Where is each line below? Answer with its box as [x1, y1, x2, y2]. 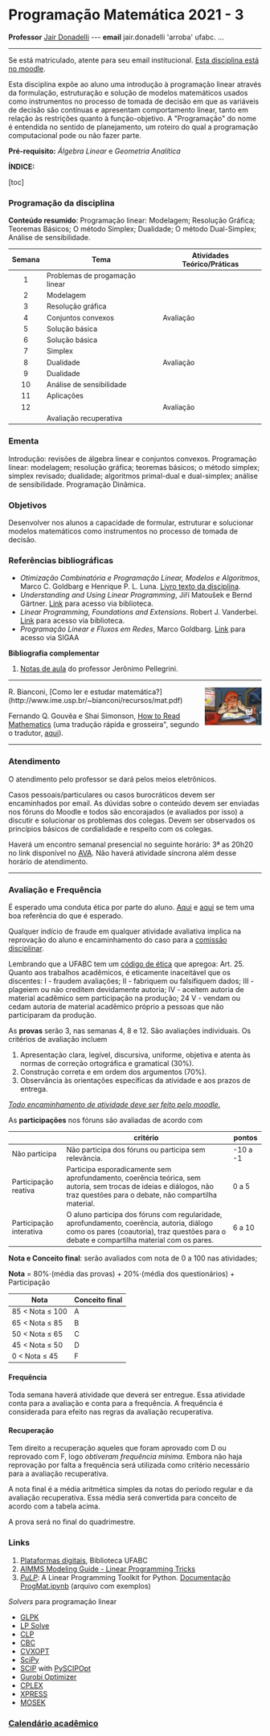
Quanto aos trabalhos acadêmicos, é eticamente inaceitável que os [8, 967, 231, 977]
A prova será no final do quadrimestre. [8, 1517, 136, 1527]
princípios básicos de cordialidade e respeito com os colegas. [8, 823, 214, 833]
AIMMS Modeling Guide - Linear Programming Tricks [19, 1564, 195, 1574]
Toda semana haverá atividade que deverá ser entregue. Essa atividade [8, 1390, 245, 1399]
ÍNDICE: [8, 161, 35, 171]
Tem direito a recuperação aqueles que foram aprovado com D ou [8, 1444, 227, 1453]
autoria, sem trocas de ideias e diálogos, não [66, 1181, 215, 1191]
